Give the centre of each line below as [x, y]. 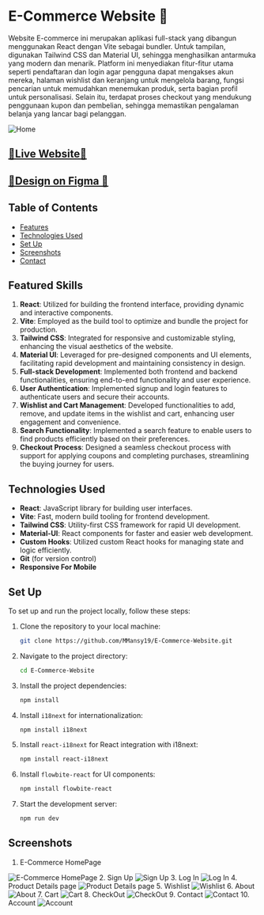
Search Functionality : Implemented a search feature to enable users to [136, 431]
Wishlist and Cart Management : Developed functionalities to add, [127, 405]
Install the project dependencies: [73, 685]
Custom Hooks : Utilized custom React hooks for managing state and [132, 542]
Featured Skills [45, 285]
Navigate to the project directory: [74, 655]
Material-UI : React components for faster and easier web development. [136, 533]
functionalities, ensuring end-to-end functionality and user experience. [135, 380]
